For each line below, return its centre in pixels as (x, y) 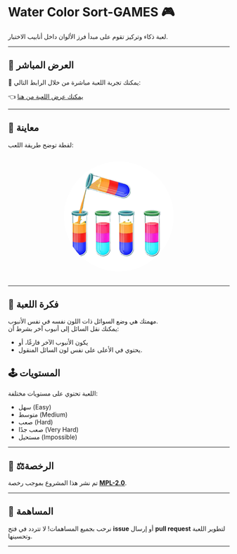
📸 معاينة (24, 128)
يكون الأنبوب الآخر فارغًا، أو (53, 343)
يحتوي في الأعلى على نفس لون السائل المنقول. (80, 350)
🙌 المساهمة (31, 511)
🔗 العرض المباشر (41, 65)
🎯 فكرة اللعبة (33, 304)
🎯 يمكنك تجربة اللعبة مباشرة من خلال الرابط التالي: (75, 82)
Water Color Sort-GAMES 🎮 (91, 12)
